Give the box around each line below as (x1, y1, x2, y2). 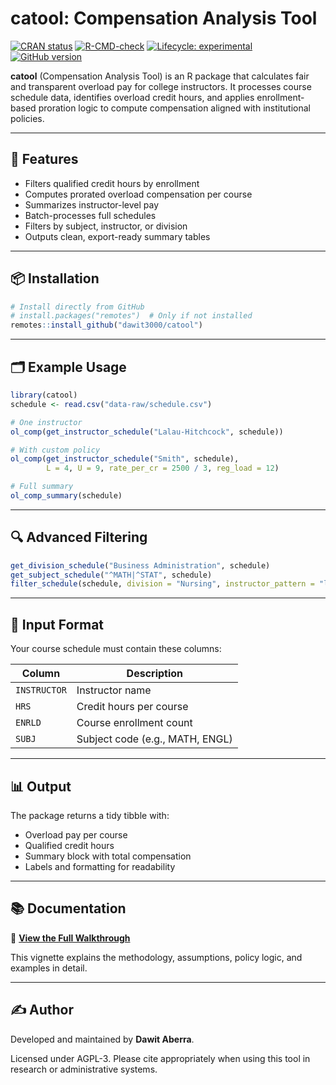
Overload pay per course (24, 828, 128, 841)
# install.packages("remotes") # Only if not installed (10, 311, 253, 321)
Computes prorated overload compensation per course (24, 188, 253, 200)
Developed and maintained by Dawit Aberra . (10, 1033, 195, 1045)
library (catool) (10, 390, 78, 400)
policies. (10, 112, 45, 124)
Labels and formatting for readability (24, 860, 176, 872)
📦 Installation (10, 270, 100, 287)
